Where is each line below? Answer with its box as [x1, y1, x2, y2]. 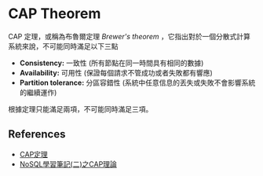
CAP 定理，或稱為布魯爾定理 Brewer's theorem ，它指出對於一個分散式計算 [8, 31, 251, 41]
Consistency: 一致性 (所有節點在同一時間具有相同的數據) [19, 58, 204, 68]
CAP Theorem [8, 5, 101, 23]
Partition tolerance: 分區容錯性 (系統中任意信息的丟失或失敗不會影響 [19, 78, 242, 87]
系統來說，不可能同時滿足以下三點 [8, 41, 119, 51]
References [8, 127, 66, 141]
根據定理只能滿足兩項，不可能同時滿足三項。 [8, 104, 153, 114]
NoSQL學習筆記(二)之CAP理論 [19, 159, 118, 169]
